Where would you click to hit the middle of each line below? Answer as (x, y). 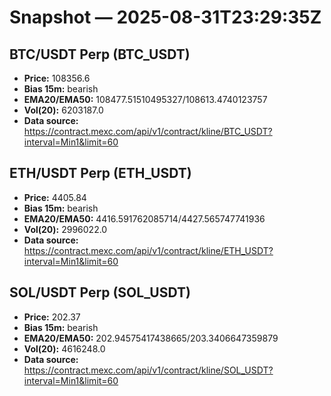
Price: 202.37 (52, 317)
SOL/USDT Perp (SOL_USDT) (100, 292)
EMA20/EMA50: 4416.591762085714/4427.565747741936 (144, 218)
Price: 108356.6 (57, 78)
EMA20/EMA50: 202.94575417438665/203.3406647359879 (151, 338)
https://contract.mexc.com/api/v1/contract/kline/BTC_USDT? (148, 131)
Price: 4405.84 (55, 197)
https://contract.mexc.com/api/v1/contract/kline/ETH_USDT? (148, 250)
